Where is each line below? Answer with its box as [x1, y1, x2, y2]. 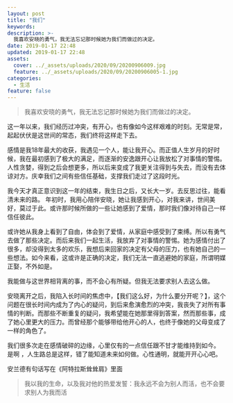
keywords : [7, 23, 36, 30]
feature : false [7, 88, 51, 94]
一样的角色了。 [7, 327, 50, 335]
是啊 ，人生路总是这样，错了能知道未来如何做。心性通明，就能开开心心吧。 [7, 350, 222, 359]
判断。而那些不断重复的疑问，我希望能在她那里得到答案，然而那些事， [19, 309, 220, 318]
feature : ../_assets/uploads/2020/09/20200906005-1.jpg [13, 68, 178, 75]
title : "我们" [7, 17, 46, 24]
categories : [7, 74, 42, 82]
